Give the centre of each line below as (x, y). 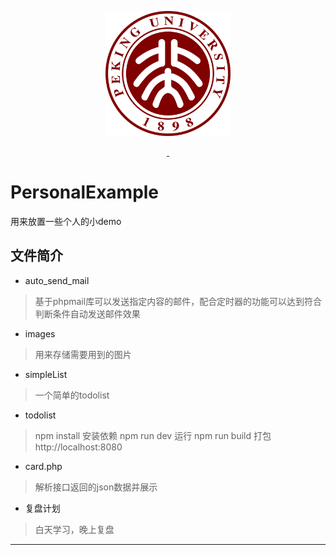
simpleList (46, 374)
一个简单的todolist (72, 395)
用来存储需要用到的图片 (83, 354)
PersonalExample (85, 192)
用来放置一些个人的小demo (66, 221)
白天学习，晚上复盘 (74, 529)
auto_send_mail (57, 280)
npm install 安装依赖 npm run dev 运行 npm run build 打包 (153, 435)
